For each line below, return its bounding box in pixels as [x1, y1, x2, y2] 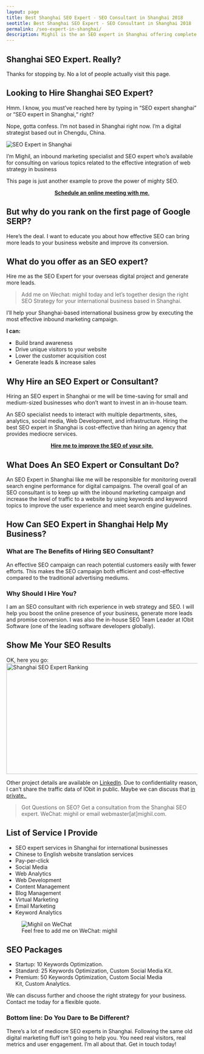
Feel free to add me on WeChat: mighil [21, 927, 117, 934]
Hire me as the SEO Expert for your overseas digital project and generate [6, 272, 189, 280]
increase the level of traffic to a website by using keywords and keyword [6, 495, 188, 503]
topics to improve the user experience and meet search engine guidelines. [6, 502, 192, 509]
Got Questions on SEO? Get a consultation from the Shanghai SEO [21, 804, 187, 811]
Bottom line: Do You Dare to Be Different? [6, 1014, 130, 1022]
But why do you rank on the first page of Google [6, 207, 191, 217]
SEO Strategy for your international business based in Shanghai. [21, 297, 182, 305]
